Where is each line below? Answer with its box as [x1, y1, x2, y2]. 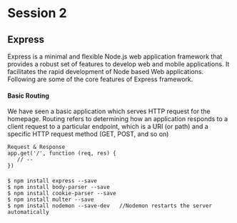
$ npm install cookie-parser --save [7, 190, 116, 197]
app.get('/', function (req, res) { [7, 150, 116, 157]
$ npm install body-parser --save [7, 183, 111, 190]
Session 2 [7, 5, 67, 21]
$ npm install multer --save [7, 196, 94, 203]
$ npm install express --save [7, 177, 98, 185]
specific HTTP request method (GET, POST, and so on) [7, 130, 169, 138]
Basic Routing [7, 91, 50, 100]
